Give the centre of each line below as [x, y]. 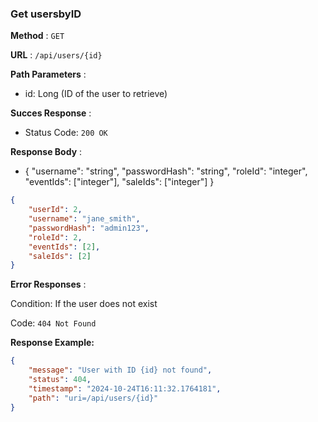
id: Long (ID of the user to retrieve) [96, 94]
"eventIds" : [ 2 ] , [64, 247]
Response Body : [46, 152]
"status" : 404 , [60, 380]
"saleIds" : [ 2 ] [60, 256]
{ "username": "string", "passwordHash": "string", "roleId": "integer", [166, 171]
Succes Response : [51, 113]
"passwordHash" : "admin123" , [89, 228]
